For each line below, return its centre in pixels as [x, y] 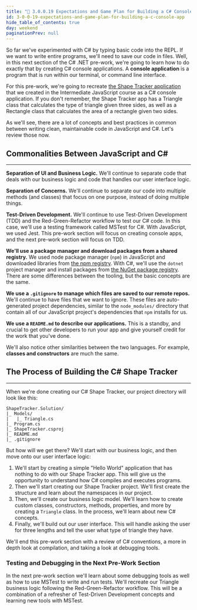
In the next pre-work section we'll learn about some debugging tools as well [98, 576]
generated [18, 306]
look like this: [22, 398]
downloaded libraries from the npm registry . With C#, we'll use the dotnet [95, 263]
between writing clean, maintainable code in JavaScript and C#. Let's [90, 129]
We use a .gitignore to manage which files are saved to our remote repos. [98, 293]
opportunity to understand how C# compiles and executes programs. [98, 480]
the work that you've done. [39, 335]
